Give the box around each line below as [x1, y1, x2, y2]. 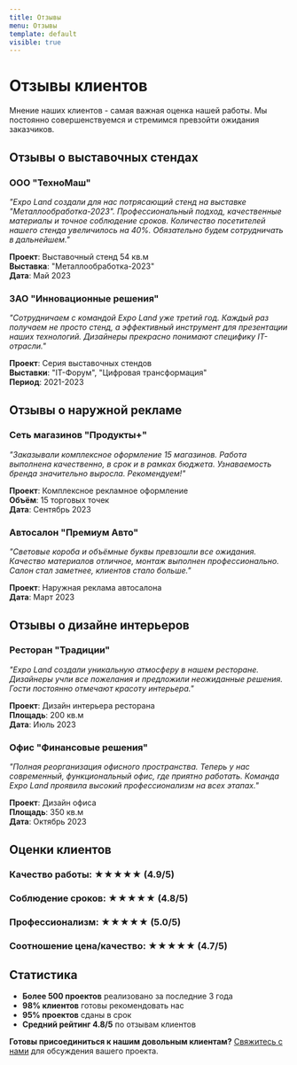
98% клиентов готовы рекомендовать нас [21, 1000, 184, 1011]
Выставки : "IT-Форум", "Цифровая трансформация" [9, 367, 207, 378]
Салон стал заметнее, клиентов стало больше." [9, 565, 191, 576]
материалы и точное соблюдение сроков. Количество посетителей [9, 215, 266, 226]
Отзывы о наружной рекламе [9, 403, 183, 418]
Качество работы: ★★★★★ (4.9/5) [9, 868, 175, 881]
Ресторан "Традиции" [9, 644, 111, 656]
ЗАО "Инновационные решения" [9, 292, 160, 304]
